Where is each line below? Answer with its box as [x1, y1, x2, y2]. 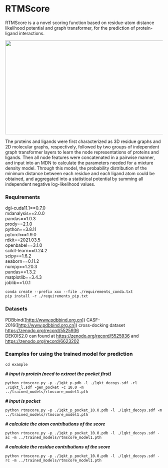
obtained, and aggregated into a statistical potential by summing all [5, 176, 143, 182]
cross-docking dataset [78, 322, 125, 328]
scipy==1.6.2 [5, 253, 31, 259]
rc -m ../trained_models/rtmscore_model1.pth [5, 457, 101, 463]
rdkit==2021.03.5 [5, 237, 41, 243]
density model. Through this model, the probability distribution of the [5, 165, 147, 171]
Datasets [5, 305, 27, 313]
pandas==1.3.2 [5, 269, 36, 275]
